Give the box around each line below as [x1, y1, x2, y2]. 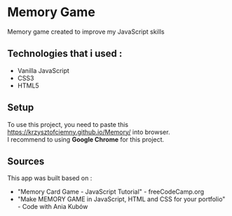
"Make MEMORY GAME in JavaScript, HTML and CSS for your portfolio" [17, 195, 226, 203]
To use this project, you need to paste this [7, 120, 128, 128]
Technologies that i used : [7, 48, 123, 60]
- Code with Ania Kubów [17, 203, 88, 211]
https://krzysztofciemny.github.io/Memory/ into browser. [7, 128, 170, 136]
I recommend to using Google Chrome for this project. [7, 135, 165, 144]
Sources [7, 155, 45, 167]
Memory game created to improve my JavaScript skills [7, 27, 165, 36]
